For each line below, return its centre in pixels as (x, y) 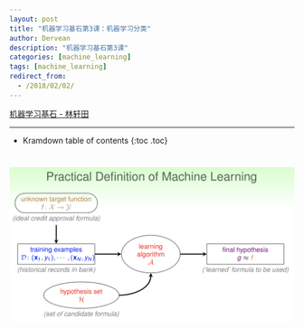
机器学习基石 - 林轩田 (49, 114)
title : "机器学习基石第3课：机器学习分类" (80, 28)
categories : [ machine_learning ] (70, 57)
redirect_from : (38, 77)
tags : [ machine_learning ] (58, 67)
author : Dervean (40, 38)
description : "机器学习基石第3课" (69, 48)
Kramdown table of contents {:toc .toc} (95, 140)
